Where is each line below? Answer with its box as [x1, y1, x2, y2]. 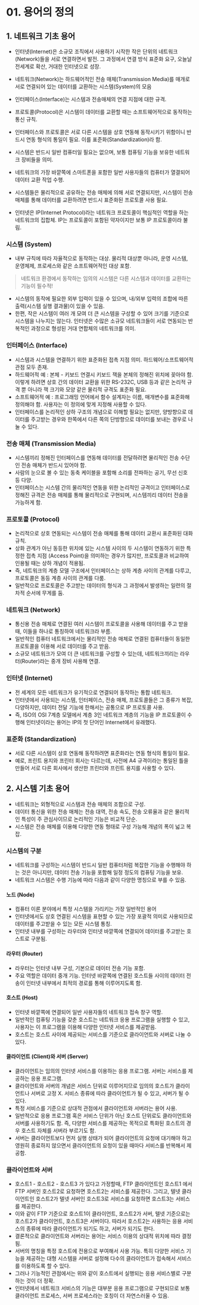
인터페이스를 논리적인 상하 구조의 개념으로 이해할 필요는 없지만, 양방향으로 [14, 408, 187, 415]
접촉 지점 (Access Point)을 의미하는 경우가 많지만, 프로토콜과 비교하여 [26, 552, 189, 559]
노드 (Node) [6, 891, 35, 898]
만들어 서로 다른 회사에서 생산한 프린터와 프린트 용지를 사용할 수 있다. [14, 764, 176, 772]
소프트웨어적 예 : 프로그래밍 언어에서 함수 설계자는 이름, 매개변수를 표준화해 [14, 393, 190, 400]
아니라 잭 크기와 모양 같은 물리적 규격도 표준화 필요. [27, 386, 147, 393]
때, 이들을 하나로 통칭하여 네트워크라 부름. [14, 628, 112, 635]
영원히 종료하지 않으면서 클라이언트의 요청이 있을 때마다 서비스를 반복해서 [14, 1142, 186, 1149]
